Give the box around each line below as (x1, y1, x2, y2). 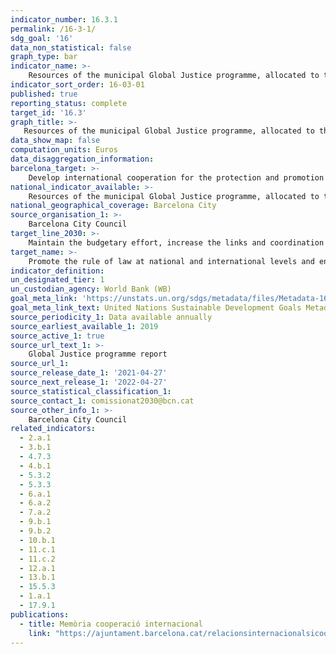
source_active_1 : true (10, 331, 105, 341)
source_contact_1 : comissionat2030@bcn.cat (10, 396, 195, 406)
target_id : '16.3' (10, 107, 87, 118)
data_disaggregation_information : (10, 154, 155, 164)
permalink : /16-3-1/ (10, 24, 97, 34)
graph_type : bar (10, 52, 78, 62)
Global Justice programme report (28, 349, 168, 360)
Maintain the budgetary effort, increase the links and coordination (28, 237, 325, 248)
